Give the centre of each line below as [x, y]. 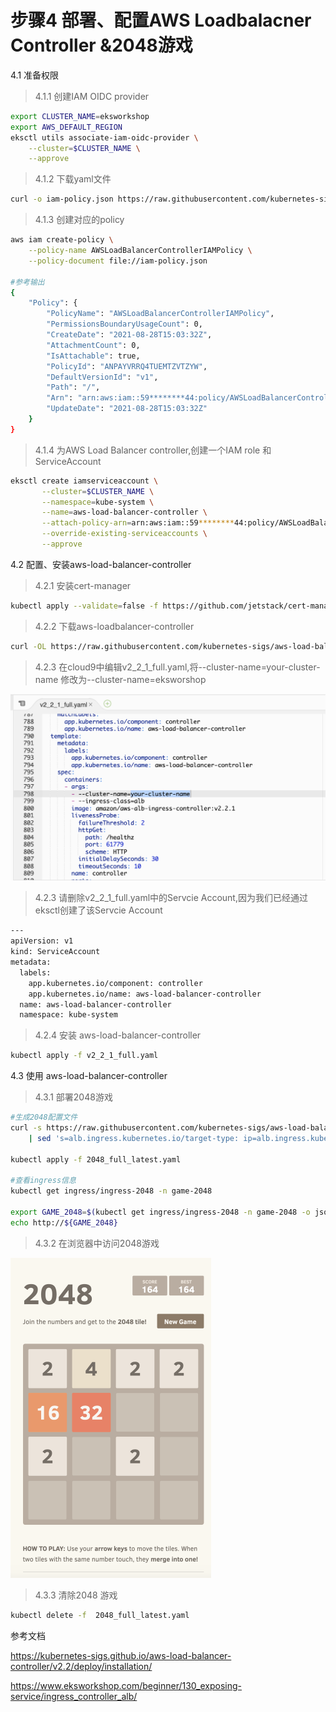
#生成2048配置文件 [44, 1117]
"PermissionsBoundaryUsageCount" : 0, [124, 324]
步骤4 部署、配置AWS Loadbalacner [161, 20]
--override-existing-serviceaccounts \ [124, 534]
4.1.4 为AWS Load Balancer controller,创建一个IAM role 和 [153, 450]
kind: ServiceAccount [55, 952]
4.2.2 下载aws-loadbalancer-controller [114, 626]
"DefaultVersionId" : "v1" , [102, 377]
